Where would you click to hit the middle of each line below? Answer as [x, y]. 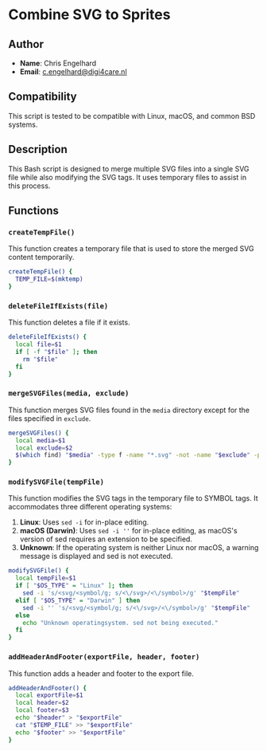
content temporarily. [41, 258]
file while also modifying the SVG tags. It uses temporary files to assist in [128, 177]
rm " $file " [41, 359]
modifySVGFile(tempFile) [56, 482]
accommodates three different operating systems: [90, 507]
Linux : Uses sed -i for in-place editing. [84, 522]
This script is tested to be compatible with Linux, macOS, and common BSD [132, 116]
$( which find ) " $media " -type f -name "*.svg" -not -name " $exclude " [133, 455]
